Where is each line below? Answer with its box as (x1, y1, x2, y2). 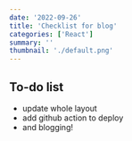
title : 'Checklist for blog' (9, 21, 118, 30)
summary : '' (9, 37, 54, 47)
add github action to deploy (21, 112, 124, 123)
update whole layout (21, 103, 98, 113)
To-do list (9, 79, 64, 95)
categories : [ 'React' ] (9, 29, 94, 38)
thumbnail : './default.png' (9, 46, 114, 55)
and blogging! (21, 121, 74, 132)
